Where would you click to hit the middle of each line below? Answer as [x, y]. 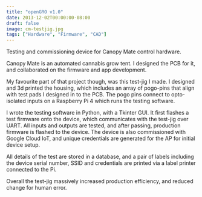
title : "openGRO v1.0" [35, 12]
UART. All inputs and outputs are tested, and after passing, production [93, 125]
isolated [16, 101]
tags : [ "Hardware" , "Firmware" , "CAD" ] [57, 35]
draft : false [23, 23]
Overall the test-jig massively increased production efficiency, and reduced [100, 181]
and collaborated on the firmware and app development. [77, 70]
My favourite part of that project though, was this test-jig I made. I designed [101, 82]
